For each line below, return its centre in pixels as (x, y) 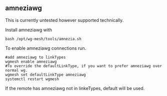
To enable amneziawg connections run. (46, 48)
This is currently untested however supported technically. (64, 20)
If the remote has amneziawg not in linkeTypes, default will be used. (75, 88)
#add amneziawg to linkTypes (35, 57)
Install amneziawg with (29, 30)
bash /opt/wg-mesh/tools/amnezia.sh (43, 39)
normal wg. (16, 70)
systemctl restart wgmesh (32, 79)
